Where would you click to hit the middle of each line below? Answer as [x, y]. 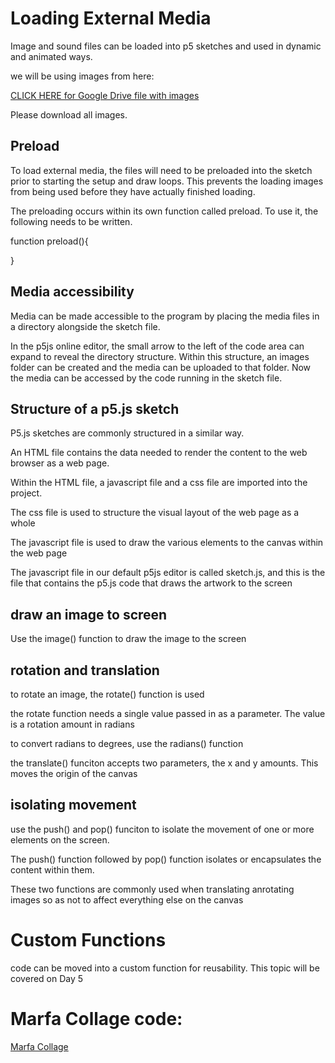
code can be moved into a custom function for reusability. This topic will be [165, 968]
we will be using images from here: [82, 76]
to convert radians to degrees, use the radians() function [127, 743]
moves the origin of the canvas [74, 773]
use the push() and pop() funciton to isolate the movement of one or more [162, 829]
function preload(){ [49, 241]
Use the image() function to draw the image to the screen [128, 639]
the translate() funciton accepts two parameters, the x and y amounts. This [164, 763]
